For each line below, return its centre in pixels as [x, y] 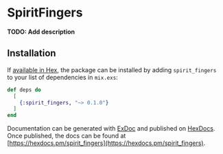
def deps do [24, 90]
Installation [32, 53]
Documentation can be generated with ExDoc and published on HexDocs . [111, 129]
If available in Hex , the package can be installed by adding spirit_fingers [112, 69]
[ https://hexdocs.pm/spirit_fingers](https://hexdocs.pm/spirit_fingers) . [106, 143]
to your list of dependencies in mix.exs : [62, 77]
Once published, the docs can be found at [67, 136]
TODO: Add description [41, 32]
